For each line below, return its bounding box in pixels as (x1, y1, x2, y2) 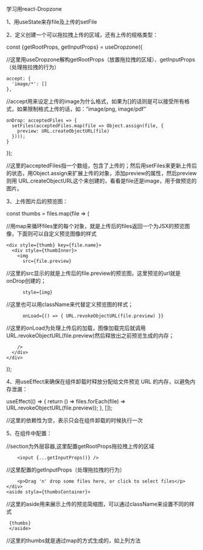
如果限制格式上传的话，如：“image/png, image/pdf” (16, 105, 147, 113)
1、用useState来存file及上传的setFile (6, 18, 98, 26)
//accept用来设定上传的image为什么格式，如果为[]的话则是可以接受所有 (6, 98, 185, 105)
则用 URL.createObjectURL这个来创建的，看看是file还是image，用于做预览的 (6, 177, 197, 184)
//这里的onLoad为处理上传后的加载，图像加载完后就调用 (6, 324, 146, 332)
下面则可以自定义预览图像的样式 (16, 230, 97, 237)
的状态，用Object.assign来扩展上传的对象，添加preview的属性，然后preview (6, 170, 197, 176)
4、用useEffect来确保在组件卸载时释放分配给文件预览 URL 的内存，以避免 (6, 378, 190, 385)
